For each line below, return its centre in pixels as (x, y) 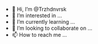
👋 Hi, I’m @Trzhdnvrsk (39, 9)
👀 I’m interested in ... (37, 15)
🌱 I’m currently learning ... (43, 22)
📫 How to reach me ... (39, 35)
